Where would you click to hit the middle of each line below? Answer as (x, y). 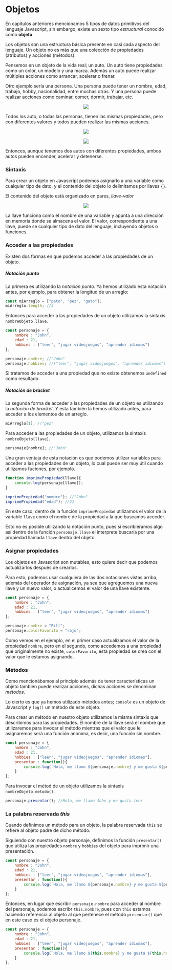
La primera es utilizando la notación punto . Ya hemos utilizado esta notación (86, 286)
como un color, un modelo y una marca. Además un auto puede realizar (81, 71)
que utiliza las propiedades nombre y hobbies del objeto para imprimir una (82, 846)
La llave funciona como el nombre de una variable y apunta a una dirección (84, 215)
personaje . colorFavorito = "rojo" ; (43, 631)
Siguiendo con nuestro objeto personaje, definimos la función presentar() (83, 841)
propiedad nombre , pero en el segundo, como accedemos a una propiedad (83, 646)
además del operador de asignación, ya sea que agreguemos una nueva (81, 583)
